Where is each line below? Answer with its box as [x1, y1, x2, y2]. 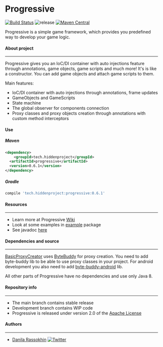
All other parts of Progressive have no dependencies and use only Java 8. [5, 273, 153, 279]
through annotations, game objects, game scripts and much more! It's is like [5, 66, 157, 71]
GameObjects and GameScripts [12, 95, 75, 101]
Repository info [5, 284, 37, 290]
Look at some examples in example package [12, 222, 101, 228]
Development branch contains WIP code [12, 305, 93, 311]
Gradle [5, 178, 19, 184]
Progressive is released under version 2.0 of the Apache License [12, 310, 142, 316]
